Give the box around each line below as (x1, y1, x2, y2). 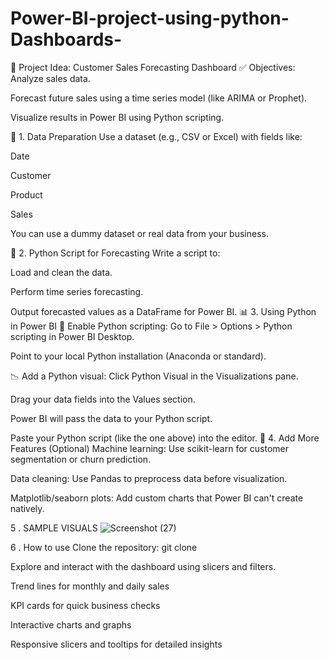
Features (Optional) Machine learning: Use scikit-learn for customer (10, 442, 289, 454)
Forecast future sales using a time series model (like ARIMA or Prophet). (10, 92, 308, 104)
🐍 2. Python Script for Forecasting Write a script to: (10, 247, 221, 259)
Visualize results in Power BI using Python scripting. (10, 111, 225, 123)
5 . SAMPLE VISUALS (10, 522, 98, 534)
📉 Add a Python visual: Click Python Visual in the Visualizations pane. (10, 370, 299, 382)
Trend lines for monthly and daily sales (10, 580, 170, 592)
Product (10, 188, 43, 201)
